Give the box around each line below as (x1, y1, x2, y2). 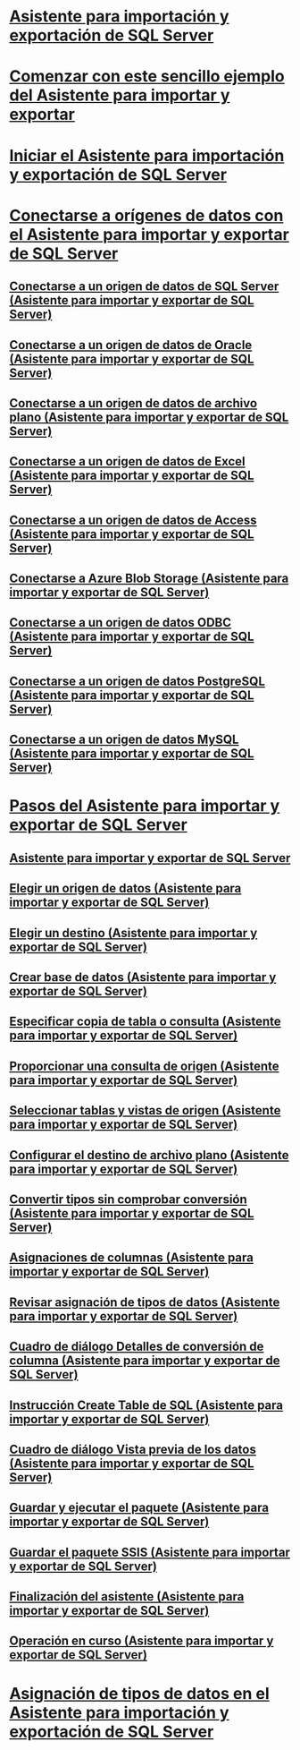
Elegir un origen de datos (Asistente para (9, 881, 242, 896)
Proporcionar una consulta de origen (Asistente (9, 1058, 279, 1073)
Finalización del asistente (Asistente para (9, 1589, 245, 1604)
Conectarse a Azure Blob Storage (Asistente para (9, 571, 289, 586)
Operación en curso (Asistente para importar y (9, 1634, 274, 1649)
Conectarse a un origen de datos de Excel (9, 454, 246, 469)
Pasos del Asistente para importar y (9, 796, 280, 816)
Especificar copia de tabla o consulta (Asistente (9, 1014, 281, 1029)
